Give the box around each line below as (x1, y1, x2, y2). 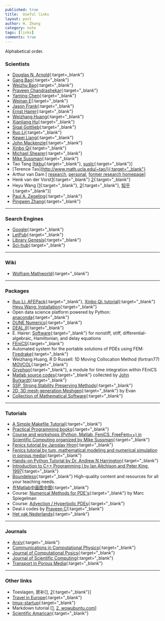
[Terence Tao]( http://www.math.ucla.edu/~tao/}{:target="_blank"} (12, 166, 146, 172)
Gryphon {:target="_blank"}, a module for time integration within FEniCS (12, 367, 157, 373)
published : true (5, 7, 38, 12)
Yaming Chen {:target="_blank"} (12, 93, 77, 99)
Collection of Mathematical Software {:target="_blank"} (12, 393, 123, 399)
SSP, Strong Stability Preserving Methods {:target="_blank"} (12, 383, 133, 389)
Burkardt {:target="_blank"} (12, 377, 67, 383)
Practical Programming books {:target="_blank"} (12, 426, 110, 432)
